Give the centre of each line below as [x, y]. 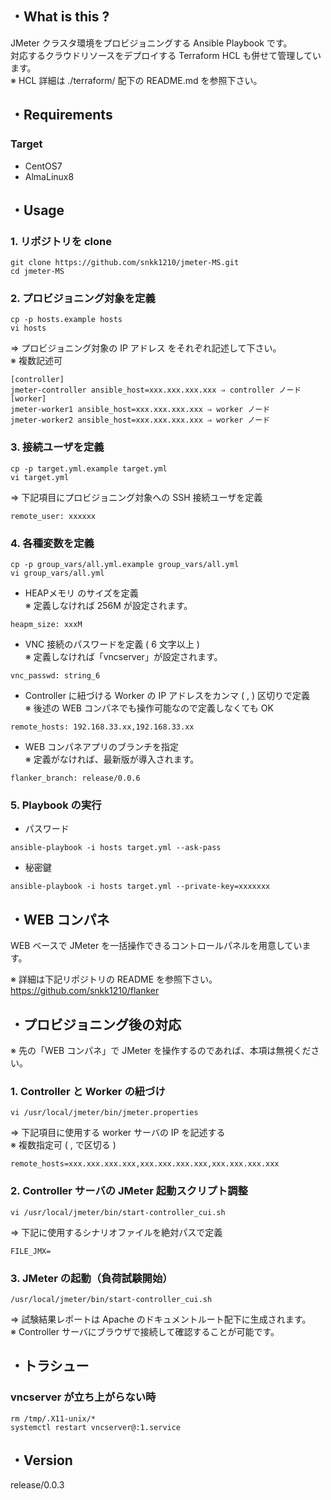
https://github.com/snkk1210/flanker [85, 991]
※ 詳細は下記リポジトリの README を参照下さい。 [114, 979]
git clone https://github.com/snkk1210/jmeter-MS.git [125, 263]
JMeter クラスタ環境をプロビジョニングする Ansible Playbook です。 [151, 43]
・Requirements [61, 115]
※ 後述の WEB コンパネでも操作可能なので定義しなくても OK [149, 708]
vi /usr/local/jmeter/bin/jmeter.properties [104, 1113]
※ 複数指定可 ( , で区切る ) [63, 1145]
